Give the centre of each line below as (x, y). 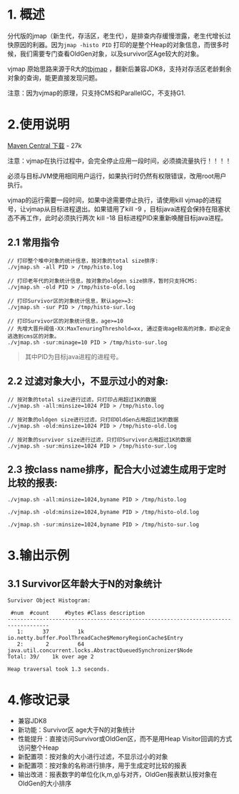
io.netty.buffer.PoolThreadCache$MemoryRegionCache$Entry (95, 638)
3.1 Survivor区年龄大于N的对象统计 (85, 584)
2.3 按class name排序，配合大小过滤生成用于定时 (117, 469)
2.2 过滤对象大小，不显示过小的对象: (88, 382)
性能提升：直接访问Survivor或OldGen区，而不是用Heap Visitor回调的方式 (125, 739)
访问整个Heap (38, 748)
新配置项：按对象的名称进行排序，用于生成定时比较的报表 (102, 765)
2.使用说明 (39, 125)
